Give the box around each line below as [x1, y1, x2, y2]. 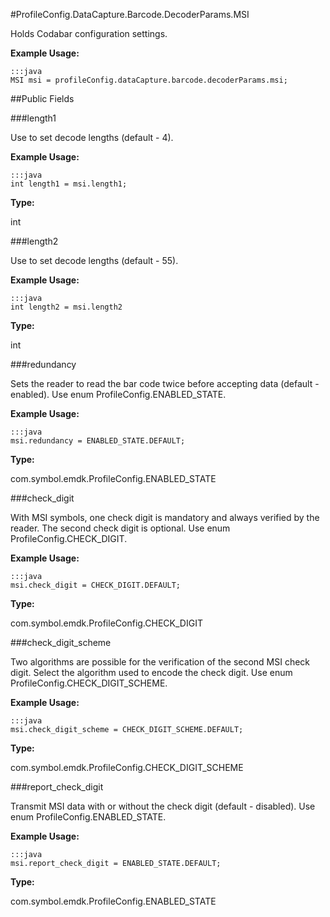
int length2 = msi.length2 [10, 302, 123, 312]
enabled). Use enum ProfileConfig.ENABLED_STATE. [10, 389, 227, 400]
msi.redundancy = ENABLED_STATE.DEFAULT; [10, 436, 186, 446]
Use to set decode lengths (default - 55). [10, 255, 179, 266]
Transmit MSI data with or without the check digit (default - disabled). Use [10, 800, 316, 812]
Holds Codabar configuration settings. [10, 28, 168, 39]
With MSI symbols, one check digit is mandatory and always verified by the [10, 512, 320, 523]
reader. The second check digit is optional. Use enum [10, 522, 231, 534]
